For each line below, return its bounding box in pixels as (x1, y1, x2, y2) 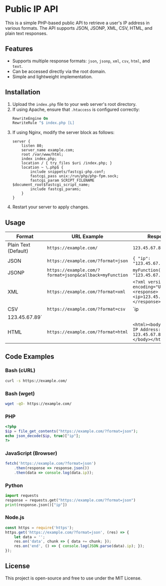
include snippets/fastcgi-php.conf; (30, 169, 106, 174)
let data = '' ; (14, 535, 45, 539)
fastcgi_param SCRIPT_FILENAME (30, 178, 95, 183)
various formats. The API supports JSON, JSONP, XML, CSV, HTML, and (5, 25, 153, 31)
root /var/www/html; (21, 152, 64, 157)
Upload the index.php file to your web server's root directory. (12, 101, 137, 107)
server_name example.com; (21, 147, 75, 153)
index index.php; (21, 156, 57, 161)
